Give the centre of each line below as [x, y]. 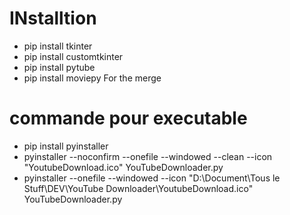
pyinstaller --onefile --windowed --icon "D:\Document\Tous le [152, 178]
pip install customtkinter [73, 56]
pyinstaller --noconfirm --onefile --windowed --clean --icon [148, 156]
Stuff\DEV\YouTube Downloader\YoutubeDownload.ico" [138, 188]
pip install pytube [59, 67]
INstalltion [53, 18]
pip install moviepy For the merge [92, 78]
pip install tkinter [58, 46]
